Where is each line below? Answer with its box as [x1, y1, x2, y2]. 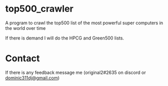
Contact [5, 53, 40, 64]
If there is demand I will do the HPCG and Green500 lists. [5, 35, 124, 41]
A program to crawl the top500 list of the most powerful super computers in [5, 20, 163, 26]
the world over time [5, 25, 46, 31]
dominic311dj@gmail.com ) [5, 74, 60, 81]
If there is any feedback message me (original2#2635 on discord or [5, 69, 146, 75]
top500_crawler [5, 3, 74, 15]
